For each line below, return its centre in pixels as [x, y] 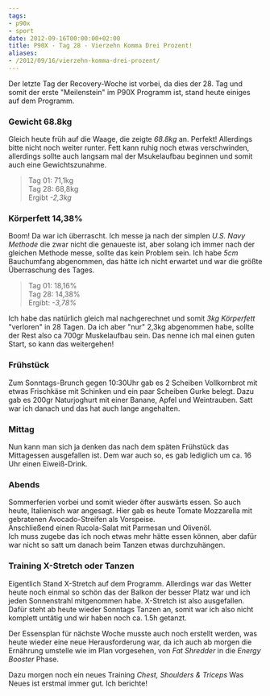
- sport [21, 31]
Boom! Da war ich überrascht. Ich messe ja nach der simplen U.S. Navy [127, 236]
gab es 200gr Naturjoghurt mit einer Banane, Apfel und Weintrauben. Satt [131, 400]
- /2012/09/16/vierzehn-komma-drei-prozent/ [84, 61]
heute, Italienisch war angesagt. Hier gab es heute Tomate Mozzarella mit [130, 511]
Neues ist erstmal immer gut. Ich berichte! [78, 683]
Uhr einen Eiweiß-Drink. [48, 464]
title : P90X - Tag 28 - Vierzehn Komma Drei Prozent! [101, 46]
